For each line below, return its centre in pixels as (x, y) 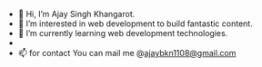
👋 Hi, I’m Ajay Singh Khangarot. (76, 14)
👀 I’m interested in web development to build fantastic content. (135, 24)
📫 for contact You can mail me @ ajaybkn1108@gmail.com (127, 53)
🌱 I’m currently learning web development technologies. (123, 33)
